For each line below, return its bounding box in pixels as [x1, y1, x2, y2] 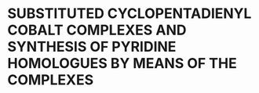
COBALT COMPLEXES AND [7, 21, 187, 39]
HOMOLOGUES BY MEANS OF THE [7, 55, 237, 73]
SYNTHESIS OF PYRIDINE [7, 38, 177, 55]
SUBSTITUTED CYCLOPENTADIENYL [7, 5, 252, 23]
